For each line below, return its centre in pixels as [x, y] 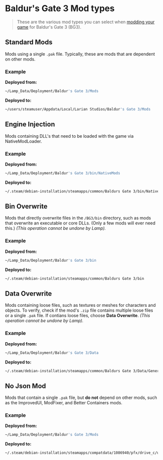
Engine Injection [30, 124]
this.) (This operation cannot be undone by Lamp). [56, 228]
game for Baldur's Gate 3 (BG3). [49, 27]
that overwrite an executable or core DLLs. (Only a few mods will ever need [80, 223]
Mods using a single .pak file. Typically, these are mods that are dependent [80, 54]
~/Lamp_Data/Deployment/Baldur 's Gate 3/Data [52, 353]
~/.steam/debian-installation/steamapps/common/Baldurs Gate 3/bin [75, 278]
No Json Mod [25, 386]
